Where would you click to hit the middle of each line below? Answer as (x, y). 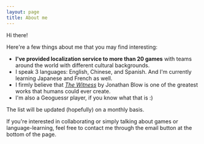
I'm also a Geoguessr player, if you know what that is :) (84, 98)
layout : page (23, 12)
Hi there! (17, 35)
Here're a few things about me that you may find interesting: (82, 47)
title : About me (27, 18)
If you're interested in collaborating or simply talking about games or (92, 121)
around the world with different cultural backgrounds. (82, 65)
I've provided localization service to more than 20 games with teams (104, 59)
